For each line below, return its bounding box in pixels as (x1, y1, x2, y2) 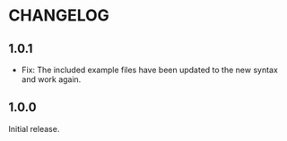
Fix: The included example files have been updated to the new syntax (21, 64, 279, 75)
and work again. (21, 74, 82, 85)
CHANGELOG (8, 5, 109, 26)
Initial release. (8, 123, 60, 134)
